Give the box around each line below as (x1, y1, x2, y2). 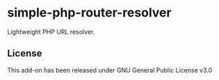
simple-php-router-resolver (7, 5, 172, 21)
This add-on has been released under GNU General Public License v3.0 (7, 66, 213, 74)
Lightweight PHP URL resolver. (7, 28, 95, 36)
